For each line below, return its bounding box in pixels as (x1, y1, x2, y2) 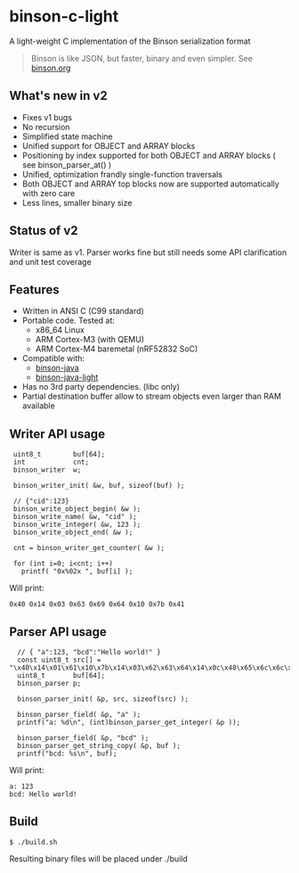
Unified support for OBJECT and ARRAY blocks (21, 140, 196, 151)
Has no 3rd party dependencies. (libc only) (21, 382, 181, 392)
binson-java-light (35, 372, 99, 383)
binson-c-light (9, 6, 119, 27)
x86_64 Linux (35, 325, 85, 335)
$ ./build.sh (9, 837, 58, 846)
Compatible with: (21, 353, 85, 364)
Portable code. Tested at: (21, 315, 116, 326)
